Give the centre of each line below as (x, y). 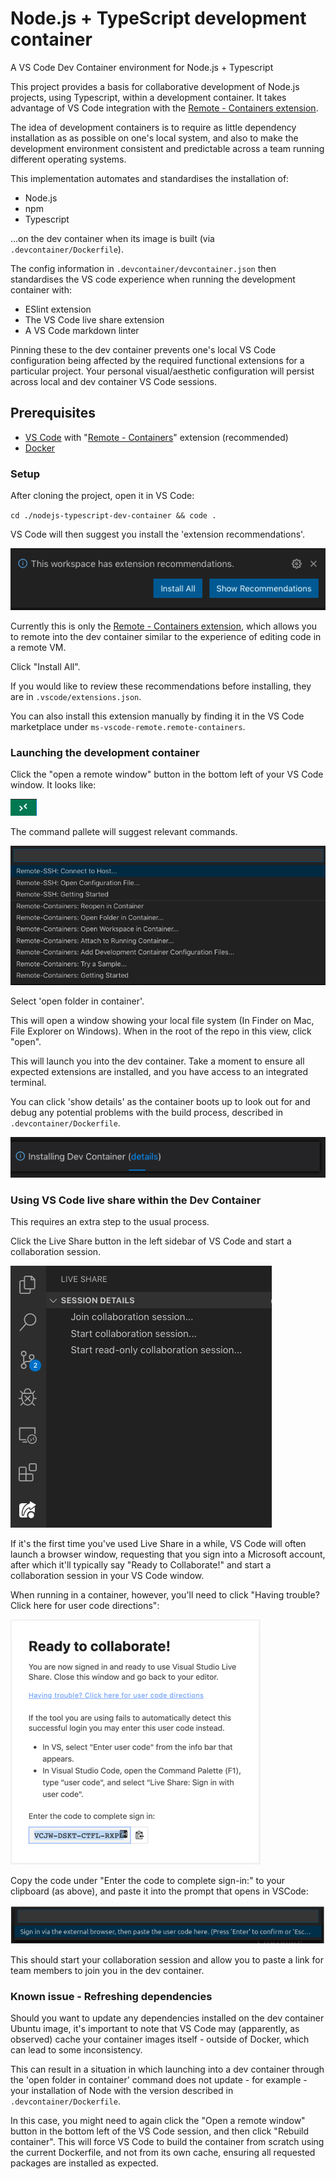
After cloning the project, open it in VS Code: (102, 496)
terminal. (28, 1083)
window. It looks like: (53, 785)
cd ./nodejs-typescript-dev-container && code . (113, 516)
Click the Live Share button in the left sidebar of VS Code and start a (151, 1241)
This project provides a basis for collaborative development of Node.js (155, 86)
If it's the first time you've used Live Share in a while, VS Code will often (158, 1544)
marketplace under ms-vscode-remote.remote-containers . (128, 726)
